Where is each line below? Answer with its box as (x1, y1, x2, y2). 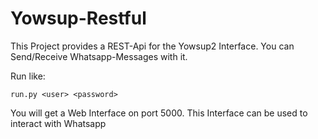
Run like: (10, 70, 46, 82)
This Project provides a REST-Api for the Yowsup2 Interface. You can (10, 40, 295, 52)
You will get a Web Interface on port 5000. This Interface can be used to (10, 107, 308, 119)
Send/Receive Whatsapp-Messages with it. (10, 50, 188, 62)
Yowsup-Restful (10, 7, 147, 30)
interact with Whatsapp (10, 117, 107, 129)
